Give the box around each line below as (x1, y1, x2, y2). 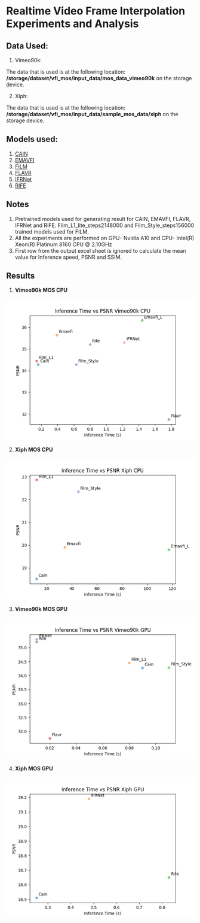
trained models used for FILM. (14, 228, 90, 235)
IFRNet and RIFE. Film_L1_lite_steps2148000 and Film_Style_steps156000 (14, 222, 195, 229)
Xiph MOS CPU (14, 446, 53, 453)
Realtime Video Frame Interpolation (6, 4, 186, 18)
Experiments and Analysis (6, 17, 139, 31)
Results (6, 271, 35, 281)
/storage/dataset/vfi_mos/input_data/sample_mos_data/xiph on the (6, 111, 179, 117)
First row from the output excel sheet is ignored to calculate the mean (14, 247, 186, 254)
